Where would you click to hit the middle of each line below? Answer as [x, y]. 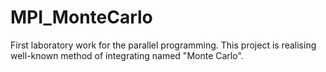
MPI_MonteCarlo [81, 17]
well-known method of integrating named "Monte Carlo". [127, 55]
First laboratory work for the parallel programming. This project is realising [163, 45]
